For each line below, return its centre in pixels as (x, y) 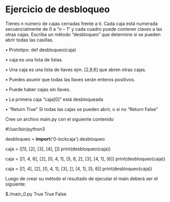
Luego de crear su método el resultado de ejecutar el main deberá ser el (81, 178)
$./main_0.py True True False (36, 194)
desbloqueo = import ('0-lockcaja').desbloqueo (55, 139)
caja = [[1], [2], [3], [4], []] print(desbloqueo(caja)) (58, 149)
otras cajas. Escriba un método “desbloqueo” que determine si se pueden (83, 34)
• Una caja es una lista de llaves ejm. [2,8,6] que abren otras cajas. (76, 70)
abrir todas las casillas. (29, 40)
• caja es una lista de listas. (34, 59)
